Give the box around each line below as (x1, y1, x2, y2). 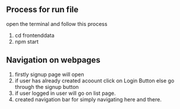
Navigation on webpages (6, 55, 101, 65)
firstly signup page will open (14, 71, 84, 78)
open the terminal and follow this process (6, 20, 108, 27)
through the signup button (14, 83, 79, 90)
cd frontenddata (14, 32, 55, 39)
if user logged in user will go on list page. (14, 90, 116, 97)
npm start (14, 38, 39, 45)
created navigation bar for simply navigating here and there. (14, 95, 162, 103)
